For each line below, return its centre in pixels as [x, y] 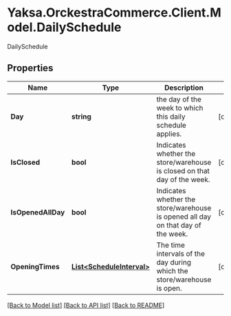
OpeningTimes [35, 266]
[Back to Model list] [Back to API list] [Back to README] [86, 305]
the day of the [179, 99]
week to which [180, 108]
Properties [30, 68]
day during [174, 262]
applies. [169, 134]
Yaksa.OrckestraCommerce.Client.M [114, 13]
